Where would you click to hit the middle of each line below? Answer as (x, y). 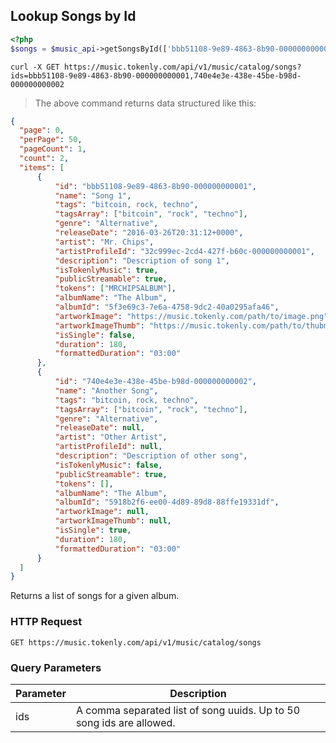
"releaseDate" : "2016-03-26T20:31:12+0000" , (149, 233)
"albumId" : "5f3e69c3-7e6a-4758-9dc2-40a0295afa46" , (167, 307)
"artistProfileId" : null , (108, 447)
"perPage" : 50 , (51, 140)
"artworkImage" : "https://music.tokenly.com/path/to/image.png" (191, 316)
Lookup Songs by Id (73, 16)
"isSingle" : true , (93, 530)
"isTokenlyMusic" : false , (108, 465)
